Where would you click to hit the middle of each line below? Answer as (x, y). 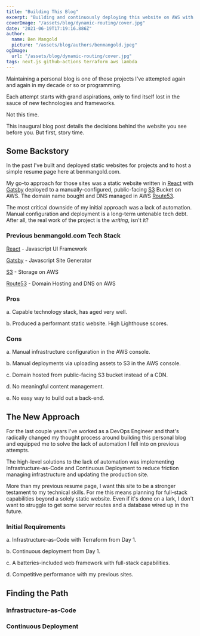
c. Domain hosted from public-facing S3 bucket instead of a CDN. (87, 375)
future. (14, 511)
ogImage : (17, 51)
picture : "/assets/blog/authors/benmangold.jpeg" (74, 45)
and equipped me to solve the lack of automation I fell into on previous (93, 444)
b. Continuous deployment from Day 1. (53, 551)
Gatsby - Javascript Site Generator (49, 260)
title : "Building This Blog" (42, 12)
